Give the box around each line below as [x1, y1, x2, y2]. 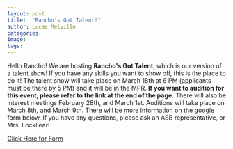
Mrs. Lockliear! [7, 121, 50, 129]
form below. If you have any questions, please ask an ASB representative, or [7, 113, 226, 122]
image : [7, 36, 26, 43]
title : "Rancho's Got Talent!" [7, 17, 101, 24]
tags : [7, 42, 23, 49]
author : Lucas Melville [7, 23, 77, 30]
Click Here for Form [7, 134, 64, 143]
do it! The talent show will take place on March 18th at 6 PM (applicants [7, 77, 211, 84]
